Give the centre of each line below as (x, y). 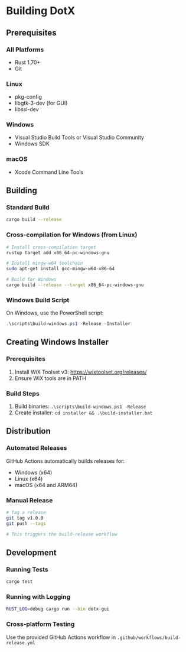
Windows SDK (32, 144)
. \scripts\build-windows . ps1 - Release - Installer (68, 324)
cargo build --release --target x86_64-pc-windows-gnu (75, 285)
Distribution (29, 431)
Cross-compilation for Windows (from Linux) (72, 235)
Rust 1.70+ (27, 62)
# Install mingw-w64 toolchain (45, 263)
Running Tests (27, 569)
